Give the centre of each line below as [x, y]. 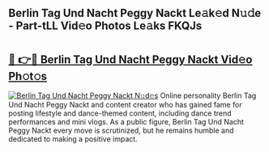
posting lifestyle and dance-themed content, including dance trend [120, 113]
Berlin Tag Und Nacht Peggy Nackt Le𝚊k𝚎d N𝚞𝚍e [135, 13]
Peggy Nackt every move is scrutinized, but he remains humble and [121, 130]
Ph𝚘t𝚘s [28, 76]
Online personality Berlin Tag [208, 95]
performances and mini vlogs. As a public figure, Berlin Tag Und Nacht [126, 122]
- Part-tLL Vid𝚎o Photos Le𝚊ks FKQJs [105, 26]
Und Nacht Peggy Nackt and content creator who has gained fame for [125, 105]
